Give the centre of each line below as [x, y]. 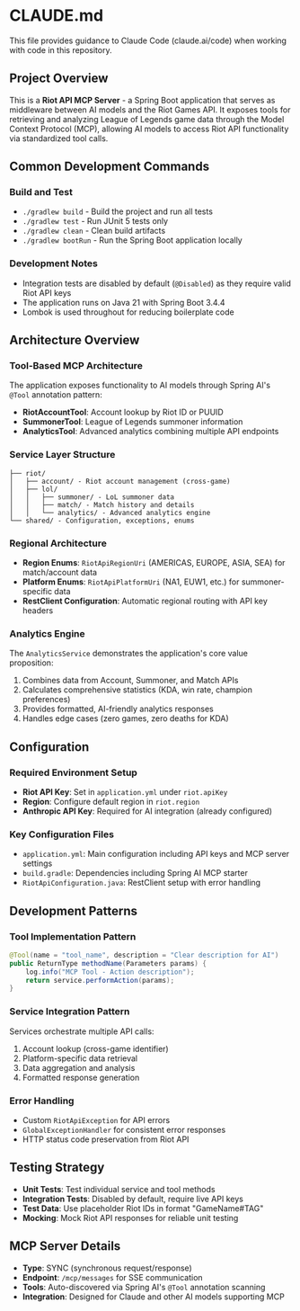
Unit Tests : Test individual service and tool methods [119, 1189]
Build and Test [41, 192]
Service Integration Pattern [70, 1012]
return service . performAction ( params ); [100, 980]
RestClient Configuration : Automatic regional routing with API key [145, 601]
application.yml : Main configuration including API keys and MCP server [156, 854]
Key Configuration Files [62, 834]
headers [38, 611]
